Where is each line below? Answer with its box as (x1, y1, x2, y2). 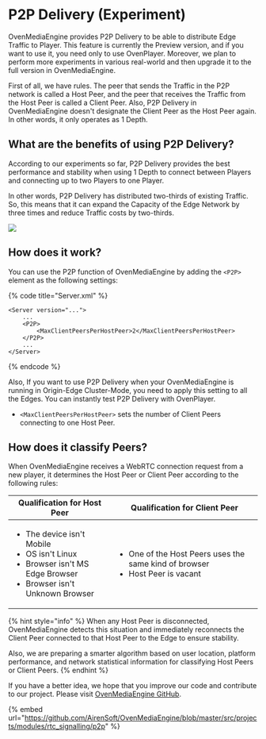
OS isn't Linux (25, 548, 78, 560)
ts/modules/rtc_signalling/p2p (8, 722, 105, 731)
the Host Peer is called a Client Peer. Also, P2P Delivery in (8, 98, 197, 107)
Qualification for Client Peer (130, 502, 239, 514)
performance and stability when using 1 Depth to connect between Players (8, 167, 252, 176)
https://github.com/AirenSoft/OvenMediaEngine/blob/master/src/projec (24, 713, 257, 723)
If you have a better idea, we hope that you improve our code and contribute (8, 681, 257, 691)
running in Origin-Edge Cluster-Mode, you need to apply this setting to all (8, 385, 248, 395)
